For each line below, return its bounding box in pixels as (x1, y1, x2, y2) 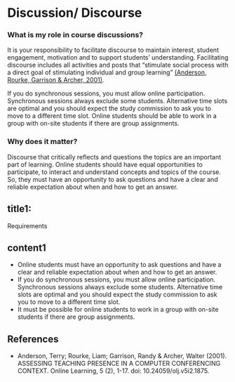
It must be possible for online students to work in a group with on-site (17, 305, 219, 314)
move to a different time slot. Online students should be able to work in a (7, 112, 217, 120)
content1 (7, 242, 47, 253)
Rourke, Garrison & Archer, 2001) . (7, 76, 105, 84)
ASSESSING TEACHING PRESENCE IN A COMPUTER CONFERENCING (17, 360, 221, 368)
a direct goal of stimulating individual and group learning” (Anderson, (7, 68, 207, 77)
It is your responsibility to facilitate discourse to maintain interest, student (7, 46, 220, 54)
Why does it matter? (7, 137, 78, 147)
